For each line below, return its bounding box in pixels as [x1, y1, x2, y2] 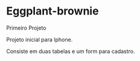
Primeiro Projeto [6, 24, 46, 31]
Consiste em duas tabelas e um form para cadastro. [6, 47, 135, 55]
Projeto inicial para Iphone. [6, 36, 73, 43]
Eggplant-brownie [6, 4, 99, 18]
